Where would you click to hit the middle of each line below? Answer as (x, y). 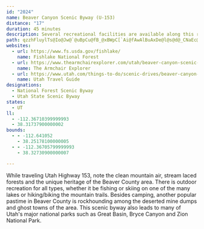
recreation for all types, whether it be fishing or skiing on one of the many (98, 188)
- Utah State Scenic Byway (46, 96)
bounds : (16, 130)
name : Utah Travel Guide (49, 79)
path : (13, 40)
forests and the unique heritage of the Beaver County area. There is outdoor (101, 182)
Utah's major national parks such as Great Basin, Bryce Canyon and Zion (97, 214)
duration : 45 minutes (34, 29)
